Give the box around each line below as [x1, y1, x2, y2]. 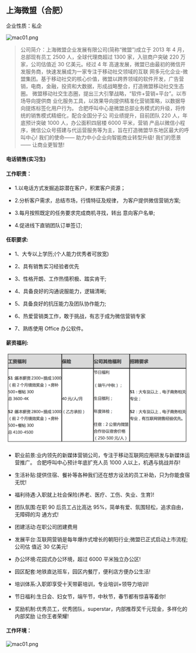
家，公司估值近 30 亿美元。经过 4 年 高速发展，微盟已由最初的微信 [20, 60, 181, 67]
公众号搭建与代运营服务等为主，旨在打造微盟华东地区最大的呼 [40, 127, 190, 134]
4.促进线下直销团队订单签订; [14, 221, 83, 228]
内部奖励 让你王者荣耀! [14, 613, 69, 620]
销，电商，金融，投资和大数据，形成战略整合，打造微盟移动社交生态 [20, 83, 184, 90]
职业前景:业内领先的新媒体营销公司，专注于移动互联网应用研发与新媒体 [14, 452, 185, 459]
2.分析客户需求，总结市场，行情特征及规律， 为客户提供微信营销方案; [14, 197, 181, 204]
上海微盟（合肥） [6, 5, 68, 16]
